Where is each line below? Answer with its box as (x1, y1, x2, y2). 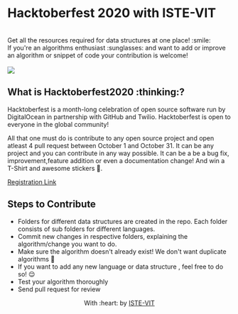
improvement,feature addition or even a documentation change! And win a (7, 156, 225, 164)
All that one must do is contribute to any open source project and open (7, 133, 215, 142)
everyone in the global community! (7, 120, 109, 128)
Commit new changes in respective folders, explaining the (17, 232, 188, 240)
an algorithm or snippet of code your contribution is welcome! (7, 51, 188, 60)
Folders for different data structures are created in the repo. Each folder (17, 217, 228, 225)
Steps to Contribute (7, 198, 96, 211)
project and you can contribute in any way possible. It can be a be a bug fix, (7, 149, 229, 157)
